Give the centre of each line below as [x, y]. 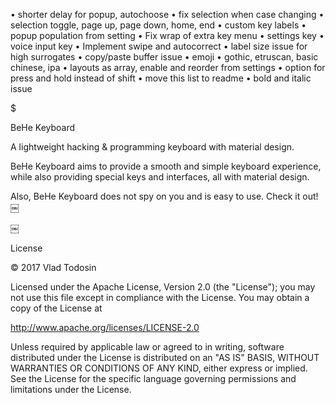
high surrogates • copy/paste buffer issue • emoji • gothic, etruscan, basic [164, 57]
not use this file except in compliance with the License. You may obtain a [160, 297]
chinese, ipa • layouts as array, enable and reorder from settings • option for [168, 67]
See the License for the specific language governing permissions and [153, 378]
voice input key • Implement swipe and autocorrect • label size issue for [159, 46]
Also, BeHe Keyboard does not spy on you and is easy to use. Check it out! [164, 196]
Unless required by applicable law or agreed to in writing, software [147, 347]
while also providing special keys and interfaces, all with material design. [160, 177]
